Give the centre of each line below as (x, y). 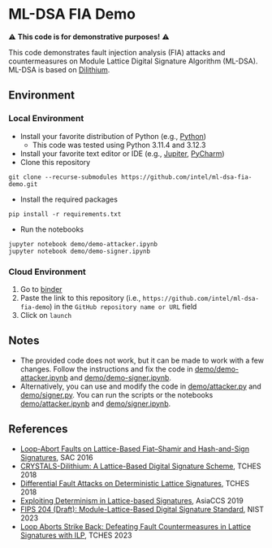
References (38, 429)
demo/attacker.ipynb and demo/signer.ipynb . (95, 403)
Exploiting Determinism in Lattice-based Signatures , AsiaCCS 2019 (132, 500)
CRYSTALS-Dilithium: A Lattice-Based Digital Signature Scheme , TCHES (140, 466)
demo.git (23, 184)
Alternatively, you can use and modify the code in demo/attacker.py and (140, 386)
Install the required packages (69, 199)
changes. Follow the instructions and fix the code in (106, 369)
